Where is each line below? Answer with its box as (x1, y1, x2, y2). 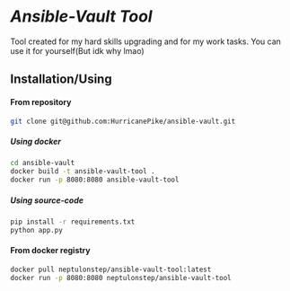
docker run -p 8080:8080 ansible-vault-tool (10, 175, 180, 185)
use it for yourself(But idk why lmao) (10, 45, 145, 56)
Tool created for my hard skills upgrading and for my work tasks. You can (10, 36, 282, 47)
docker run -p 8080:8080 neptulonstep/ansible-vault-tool (10, 273, 232, 282)
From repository (10, 96, 72, 107)
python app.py (10, 225, 64, 234)
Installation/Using (10, 72, 112, 87)
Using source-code (10, 195, 84, 206)
